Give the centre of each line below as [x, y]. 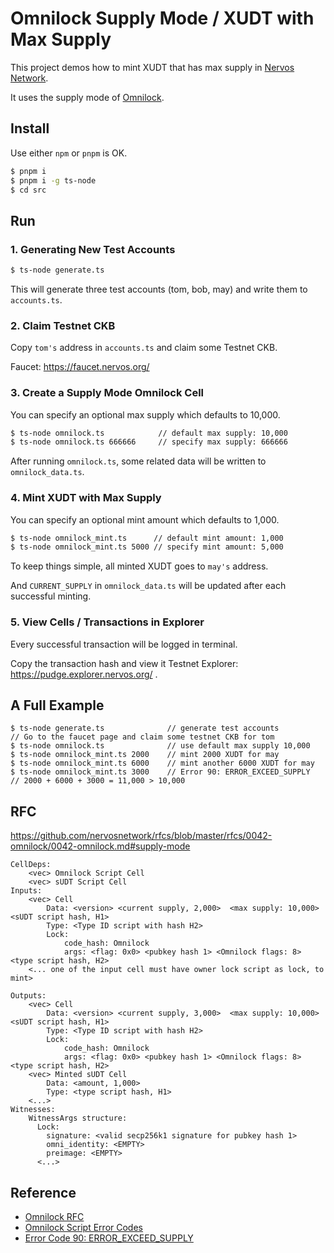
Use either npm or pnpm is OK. [69, 153]
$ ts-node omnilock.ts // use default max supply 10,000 [160, 746]
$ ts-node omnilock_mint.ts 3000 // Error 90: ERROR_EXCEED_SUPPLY [160, 772]
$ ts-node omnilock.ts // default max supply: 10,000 [149, 433]
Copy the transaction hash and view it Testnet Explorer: [124, 663]
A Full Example [57, 705]
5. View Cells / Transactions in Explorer [107, 622]
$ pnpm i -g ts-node [53, 180]
